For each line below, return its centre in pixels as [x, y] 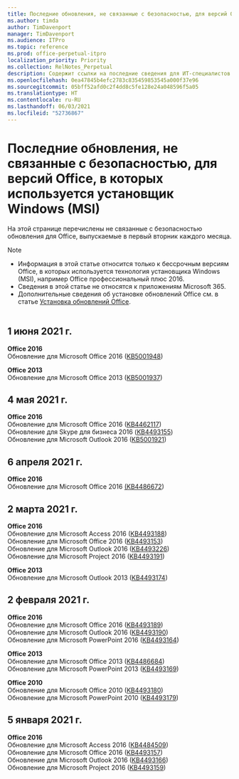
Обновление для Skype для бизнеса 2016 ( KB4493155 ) [90, 432]
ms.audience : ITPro [36, 41]
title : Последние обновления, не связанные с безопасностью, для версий [117, 14]
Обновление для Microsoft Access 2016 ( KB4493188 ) [87, 534]
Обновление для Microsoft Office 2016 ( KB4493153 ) [85, 541]
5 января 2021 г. [45, 720]
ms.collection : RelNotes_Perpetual [60, 67]
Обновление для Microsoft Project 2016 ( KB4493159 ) [87, 767]
